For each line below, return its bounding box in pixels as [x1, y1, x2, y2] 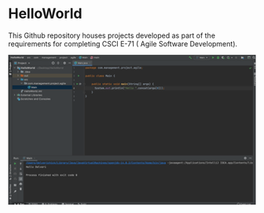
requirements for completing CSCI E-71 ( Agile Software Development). [8, 39, 238, 48]
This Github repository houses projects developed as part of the [8, 31, 216, 40]
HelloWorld [8, 5, 82, 23]
